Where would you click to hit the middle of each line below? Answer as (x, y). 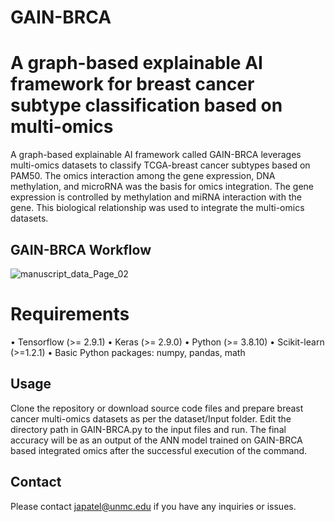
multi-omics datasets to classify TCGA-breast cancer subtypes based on (160, 165)
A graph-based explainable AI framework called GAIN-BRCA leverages (156, 155)
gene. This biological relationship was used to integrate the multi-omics (157, 208)
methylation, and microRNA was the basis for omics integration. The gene (162, 187)
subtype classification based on (146, 105)
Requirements (70, 314)
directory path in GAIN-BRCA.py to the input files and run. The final (148, 429)
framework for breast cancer (132, 84)
